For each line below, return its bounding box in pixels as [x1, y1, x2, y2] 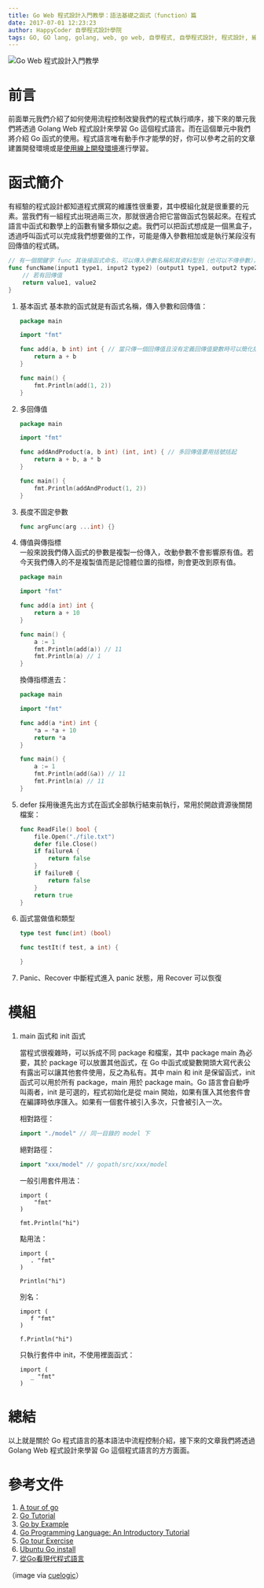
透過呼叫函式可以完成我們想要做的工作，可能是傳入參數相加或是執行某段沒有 [8, 231, 256, 241]
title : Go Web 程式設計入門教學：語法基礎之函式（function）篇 [8, 11, 197, 20]
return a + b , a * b [34, 456, 101, 464]
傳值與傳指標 [19, 538, 61, 547]
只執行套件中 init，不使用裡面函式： [19, 1349, 135, 1359]
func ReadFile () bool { [19, 825, 98, 833]
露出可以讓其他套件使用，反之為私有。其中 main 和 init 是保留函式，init [26, 1068, 255, 1077]
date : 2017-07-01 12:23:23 [8, 19, 97, 27]
